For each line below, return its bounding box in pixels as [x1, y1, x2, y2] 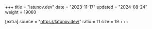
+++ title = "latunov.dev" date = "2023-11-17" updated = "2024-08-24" [5, 4, 148, 10]
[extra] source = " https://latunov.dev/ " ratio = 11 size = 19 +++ [5, 19, 129, 24]
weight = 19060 [5, 9, 36, 15]
